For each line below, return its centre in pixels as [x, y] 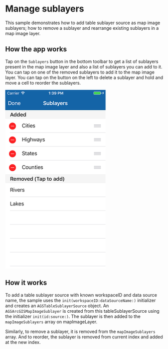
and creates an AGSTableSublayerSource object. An [57, 306]
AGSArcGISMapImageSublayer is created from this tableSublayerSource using [82, 311]
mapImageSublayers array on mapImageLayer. [51, 322]
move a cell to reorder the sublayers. [43, 83]
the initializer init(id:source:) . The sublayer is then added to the [73, 316]
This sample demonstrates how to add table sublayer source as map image [83, 23]
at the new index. [23, 342]
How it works [26, 283]
